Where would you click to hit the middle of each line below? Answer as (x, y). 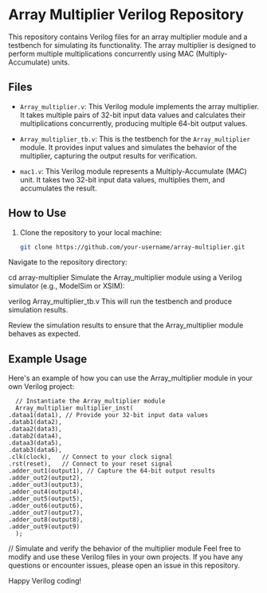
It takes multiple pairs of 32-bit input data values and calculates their (132, 115)
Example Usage (48, 359)
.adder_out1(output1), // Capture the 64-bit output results (112, 471)
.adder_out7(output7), (46, 513)
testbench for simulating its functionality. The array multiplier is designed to (132, 45)
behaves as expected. (45, 334)
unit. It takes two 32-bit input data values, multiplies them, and (122, 179)
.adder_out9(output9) (44, 527)
